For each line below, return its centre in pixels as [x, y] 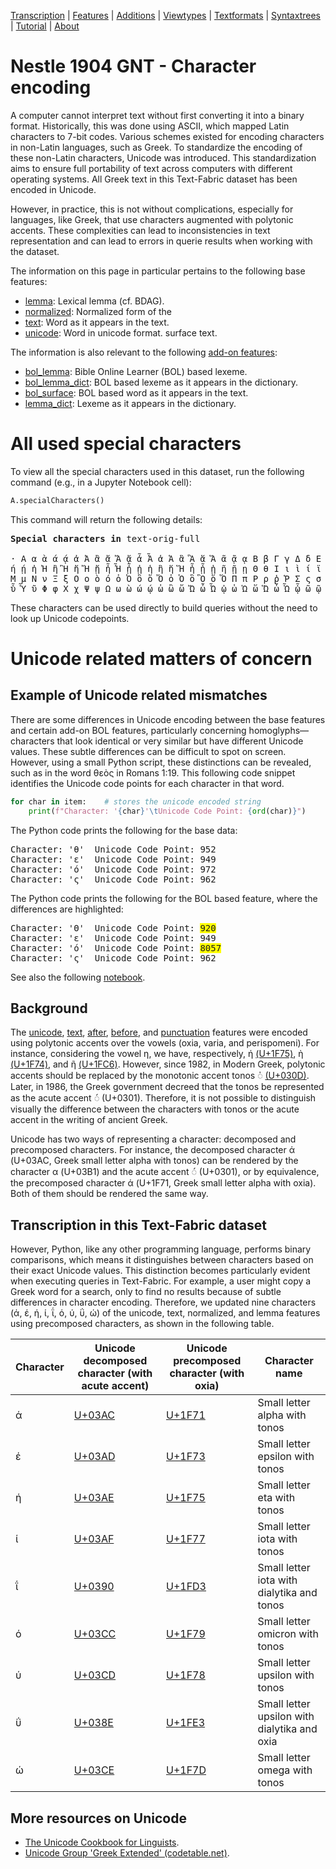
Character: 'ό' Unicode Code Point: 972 [113, 869]
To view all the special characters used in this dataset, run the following [157, 471]
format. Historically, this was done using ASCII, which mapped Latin [150, 126]
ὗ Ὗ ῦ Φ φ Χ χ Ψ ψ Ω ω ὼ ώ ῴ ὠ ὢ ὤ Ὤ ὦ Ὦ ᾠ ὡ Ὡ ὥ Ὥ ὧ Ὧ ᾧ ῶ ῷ [166, 588]
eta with [276, 1498]
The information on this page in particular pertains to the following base [158, 271]
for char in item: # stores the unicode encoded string [136, 801]
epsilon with [286, 1457]
